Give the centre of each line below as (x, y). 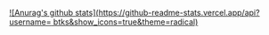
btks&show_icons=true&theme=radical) (126, 22)
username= (30, 22)
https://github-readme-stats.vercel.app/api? (179, 13)
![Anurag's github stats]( (54, 13)
